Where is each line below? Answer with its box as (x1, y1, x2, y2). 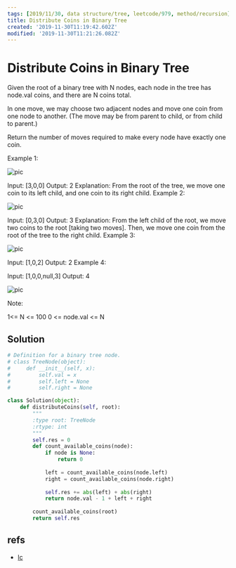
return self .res (32, 515, 80, 522)
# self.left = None (7, 377, 90, 385)
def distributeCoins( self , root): (20, 404, 121, 411)
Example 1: (7, 154, 39, 162)
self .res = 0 (32, 437, 71, 444)
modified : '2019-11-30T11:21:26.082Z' (7, 30, 121, 37)
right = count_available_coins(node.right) (44, 475, 174, 482)
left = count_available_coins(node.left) (44, 469, 169, 476)
